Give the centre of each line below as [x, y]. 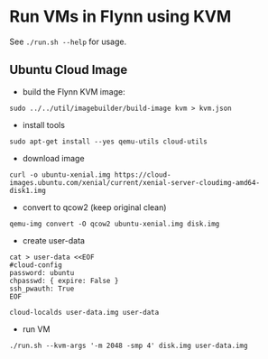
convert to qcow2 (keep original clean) [94, 207]
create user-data [54, 240]
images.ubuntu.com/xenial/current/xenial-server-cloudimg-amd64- [134, 182]
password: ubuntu [42, 272]
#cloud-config [36, 265]
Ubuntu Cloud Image [69, 70]
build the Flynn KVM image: [74, 91]
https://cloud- [143, 175]
